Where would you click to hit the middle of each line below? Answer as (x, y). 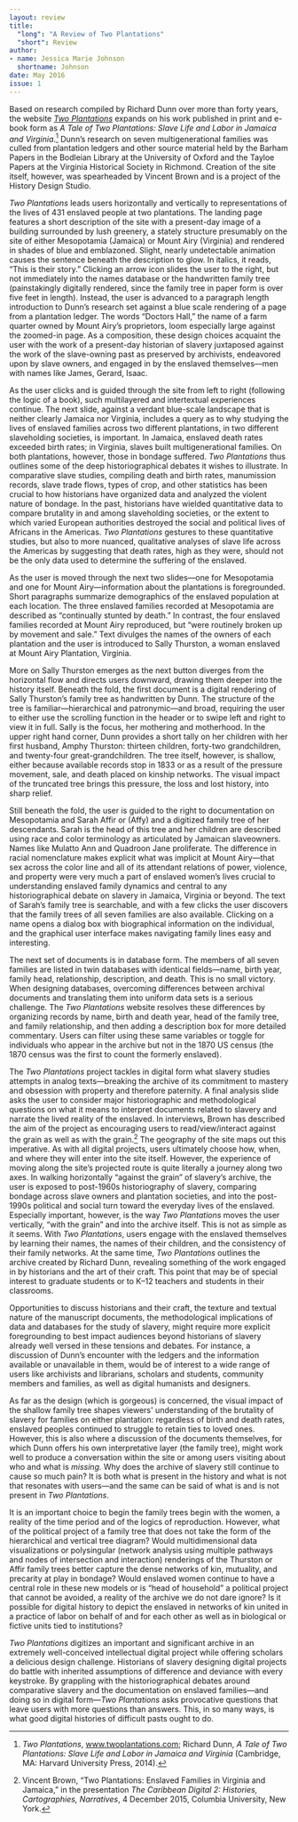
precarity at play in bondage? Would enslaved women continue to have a (142, 1578)
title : (21, 26)
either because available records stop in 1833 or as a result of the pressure (146, 765)
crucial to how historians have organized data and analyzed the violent (138, 494)
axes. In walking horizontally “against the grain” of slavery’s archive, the (141, 1177)
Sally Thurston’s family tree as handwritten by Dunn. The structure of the (142, 699)
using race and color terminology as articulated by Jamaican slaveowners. (145, 839)
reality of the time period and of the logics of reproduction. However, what (145, 1521)
